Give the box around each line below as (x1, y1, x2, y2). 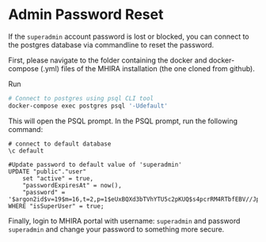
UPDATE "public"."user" (8, 168, 87, 176)
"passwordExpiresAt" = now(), (22, 181, 123, 189)
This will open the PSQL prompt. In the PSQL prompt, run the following (8, 116, 238, 126)
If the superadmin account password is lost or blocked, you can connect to (8, 32, 249, 41)
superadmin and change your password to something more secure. (8, 224, 225, 234)
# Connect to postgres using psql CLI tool (8, 94, 154, 102)
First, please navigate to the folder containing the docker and (8, 55, 207, 65)
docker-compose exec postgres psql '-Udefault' (8, 101, 169, 110)
